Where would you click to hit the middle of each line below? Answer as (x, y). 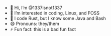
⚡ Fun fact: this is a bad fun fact (43, 29)
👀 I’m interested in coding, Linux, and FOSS (55, 13)
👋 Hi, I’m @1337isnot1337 (36, 8)
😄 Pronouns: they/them (34, 23)
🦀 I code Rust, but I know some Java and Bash (58, 18)
